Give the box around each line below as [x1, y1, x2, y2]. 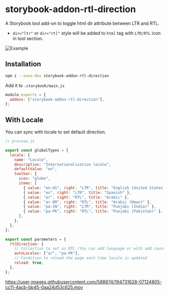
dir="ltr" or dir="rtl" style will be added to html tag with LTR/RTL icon [12, 30, 161, 36]
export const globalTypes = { [5, 147, 69, 153]
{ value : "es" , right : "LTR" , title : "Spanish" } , [23, 190, 132, 195]
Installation [5, 60, 41, 69]
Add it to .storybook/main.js [5, 82, 65, 88]
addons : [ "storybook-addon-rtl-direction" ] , [10, 97, 105, 102]
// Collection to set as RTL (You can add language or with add [14, 246, 152, 251]
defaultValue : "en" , [14, 167, 57, 172]
